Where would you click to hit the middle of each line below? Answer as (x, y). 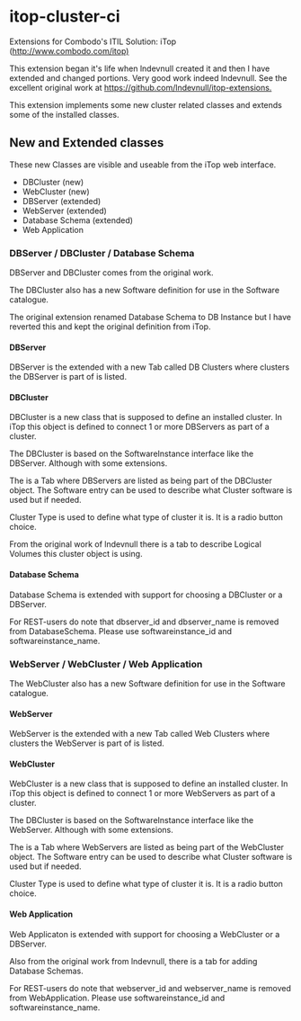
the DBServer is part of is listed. (68, 377)
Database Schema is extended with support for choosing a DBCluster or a (146, 595)
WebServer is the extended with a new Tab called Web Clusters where (140, 734)
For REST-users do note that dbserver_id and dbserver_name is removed (144, 622)
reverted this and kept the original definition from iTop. (110, 327)
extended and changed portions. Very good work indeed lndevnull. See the (148, 77)
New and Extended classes (87, 143)
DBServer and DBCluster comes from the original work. (111, 273)
